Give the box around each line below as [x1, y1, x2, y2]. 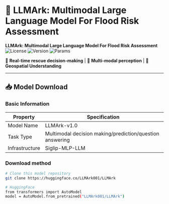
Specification [87, 113, 120, 120]
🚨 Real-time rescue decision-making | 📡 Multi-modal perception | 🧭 [5, 57, 149, 63]
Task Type [8, 133, 33, 140]
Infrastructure [8, 144, 40, 151]
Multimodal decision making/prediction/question [45, 130, 159, 137]
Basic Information [5, 100, 50, 108]
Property [13, 113, 35, 120]
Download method [5, 159, 51, 166]
